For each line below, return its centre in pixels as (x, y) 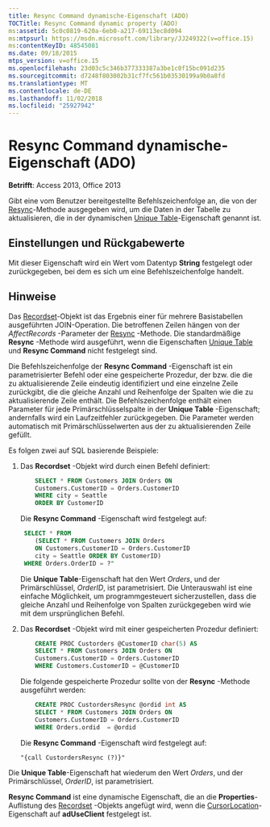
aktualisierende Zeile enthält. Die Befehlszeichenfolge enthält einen (120, 400)
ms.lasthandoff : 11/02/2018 (56, 98)
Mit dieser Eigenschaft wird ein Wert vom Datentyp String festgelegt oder (131, 262)
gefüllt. (20, 434)
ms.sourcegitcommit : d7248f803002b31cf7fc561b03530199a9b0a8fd (117, 76)
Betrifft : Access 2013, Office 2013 (65, 186)
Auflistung (25, 805)
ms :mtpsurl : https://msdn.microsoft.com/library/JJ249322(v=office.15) (131, 38)
